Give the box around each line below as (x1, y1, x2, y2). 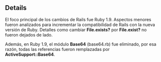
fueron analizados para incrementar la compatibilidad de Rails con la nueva (5, 22, 155, 27)
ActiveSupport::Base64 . (5, 51, 55, 57)
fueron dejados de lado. (5, 32, 53, 37)
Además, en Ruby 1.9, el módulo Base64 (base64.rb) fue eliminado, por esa (5, 41, 157, 47)
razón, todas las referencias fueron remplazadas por (5, 46, 110, 52)
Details (5, 4, 27, 12)
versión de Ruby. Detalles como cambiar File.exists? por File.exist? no (5, 26, 147, 33)
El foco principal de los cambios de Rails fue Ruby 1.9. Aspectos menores (5, 16, 151, 22)
